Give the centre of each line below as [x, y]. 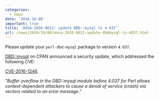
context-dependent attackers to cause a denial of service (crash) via [76, 86]
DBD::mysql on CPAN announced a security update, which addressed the [80, 56]
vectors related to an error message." [43, 91]
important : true [22, 24]
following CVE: [20, 62]
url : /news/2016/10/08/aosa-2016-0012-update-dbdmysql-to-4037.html [77, 33]
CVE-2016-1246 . [22, 71]
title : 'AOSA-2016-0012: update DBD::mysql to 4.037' [62, 28]
